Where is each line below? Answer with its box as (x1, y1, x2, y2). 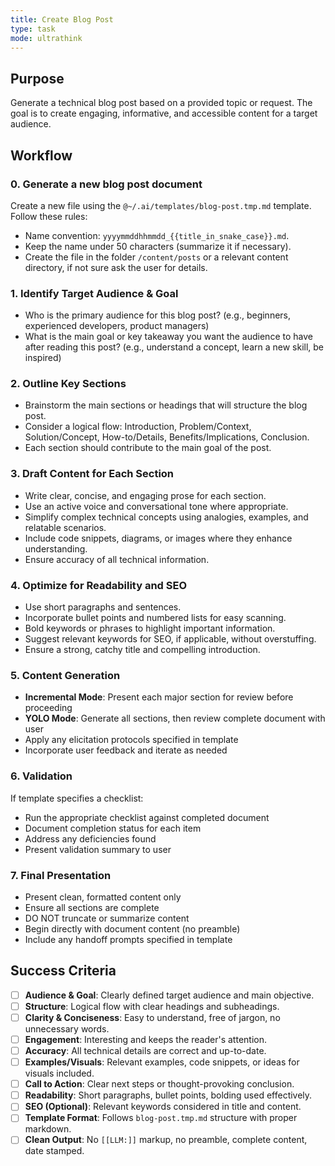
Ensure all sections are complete (24, 901, 160, 913)
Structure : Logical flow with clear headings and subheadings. (24, 1000, 280, 1012)
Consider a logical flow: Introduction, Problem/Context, (24, 421, 252, 433)
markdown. (24, 1123, 72, 1135)
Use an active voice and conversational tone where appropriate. (24, 500, 289, 512)
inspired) (24, 352, 62, 364)
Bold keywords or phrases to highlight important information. (24, 622, 276, 635)
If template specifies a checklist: (10, 792, 144, 804)
